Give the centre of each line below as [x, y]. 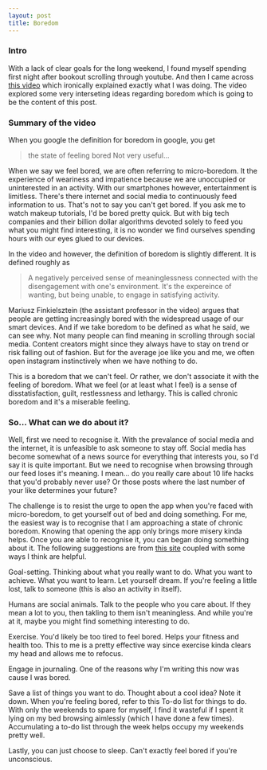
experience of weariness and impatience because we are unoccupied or [127, 179]
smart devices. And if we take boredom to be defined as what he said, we [129, 327]
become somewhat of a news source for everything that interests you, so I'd [133, 457]
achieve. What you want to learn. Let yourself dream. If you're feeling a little [133, 580]
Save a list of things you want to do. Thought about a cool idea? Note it [125, 693]
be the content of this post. [53, 102]
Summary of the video [52, 123]
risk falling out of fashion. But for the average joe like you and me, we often [132, 353]
